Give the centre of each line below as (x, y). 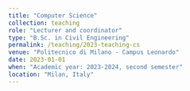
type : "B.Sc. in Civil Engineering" (69, 38)
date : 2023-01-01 (37, 60)
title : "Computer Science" (53, 15)
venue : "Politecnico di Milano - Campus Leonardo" (94, 52)
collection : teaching (44, 23)
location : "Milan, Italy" (51, 74)
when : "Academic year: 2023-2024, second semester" (95, 67)
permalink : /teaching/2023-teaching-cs (74, 45)
